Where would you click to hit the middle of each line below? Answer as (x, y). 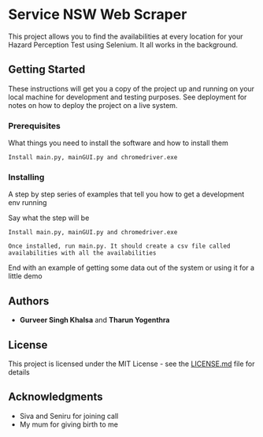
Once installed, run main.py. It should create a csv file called (119, 246)
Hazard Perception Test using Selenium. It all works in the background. (123, 44)
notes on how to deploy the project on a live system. (93, 105)
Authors (29, 301)
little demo (25, 276)
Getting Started (47, 70)
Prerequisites (34, 125)
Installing (26, 177)
